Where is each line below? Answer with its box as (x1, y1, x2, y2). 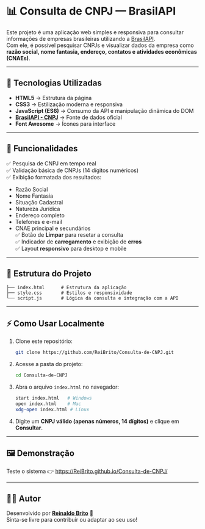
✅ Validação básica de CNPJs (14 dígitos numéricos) (6, 167, 139, 174)
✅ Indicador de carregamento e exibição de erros (15, 238, 142, 245)
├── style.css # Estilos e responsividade (6, 290, 132, 296)
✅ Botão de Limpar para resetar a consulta (15, 231, 124, 238)
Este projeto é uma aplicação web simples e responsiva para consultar (6, 28, 184, 36)
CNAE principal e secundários (15, 225, 91, 232)
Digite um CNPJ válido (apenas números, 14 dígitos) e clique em (15, 417, 179, 425)
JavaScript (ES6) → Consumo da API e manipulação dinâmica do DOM (15, 107, 194, 114)
